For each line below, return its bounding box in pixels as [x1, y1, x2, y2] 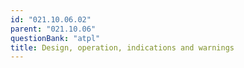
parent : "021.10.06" [10, 24, 97, 34]
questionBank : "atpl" [10, 33, 101, 43]
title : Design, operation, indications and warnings [10, 42, 235, 53]
